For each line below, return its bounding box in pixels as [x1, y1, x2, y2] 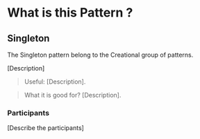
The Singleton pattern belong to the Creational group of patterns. [7, 50, 194, 59]
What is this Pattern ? [7, 5, 133, 21]
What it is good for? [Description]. [24, 91, 122, 99]
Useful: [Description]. [24, 77, 86, 86]
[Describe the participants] [7, 124, 85, 132]
